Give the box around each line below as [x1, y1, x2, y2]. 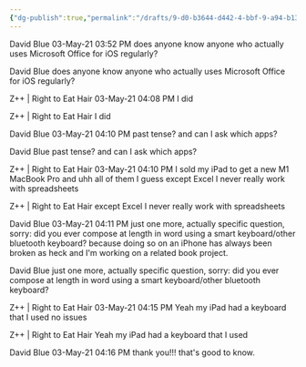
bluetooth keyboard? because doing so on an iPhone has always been [9, 238, 272, 249]
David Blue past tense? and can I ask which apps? [9, 146, 198, 157]
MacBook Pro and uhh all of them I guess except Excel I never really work [9, 173, 285, 184]
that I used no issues [9, 311, 87, 322]
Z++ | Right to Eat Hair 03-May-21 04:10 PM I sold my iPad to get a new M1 [9, 163, 290, 174]
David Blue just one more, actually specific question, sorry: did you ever [9, 265, 280, 276]
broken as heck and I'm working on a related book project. [9, 247, 229, 258]
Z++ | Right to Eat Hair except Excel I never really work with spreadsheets [9, 200, 285, 211]
